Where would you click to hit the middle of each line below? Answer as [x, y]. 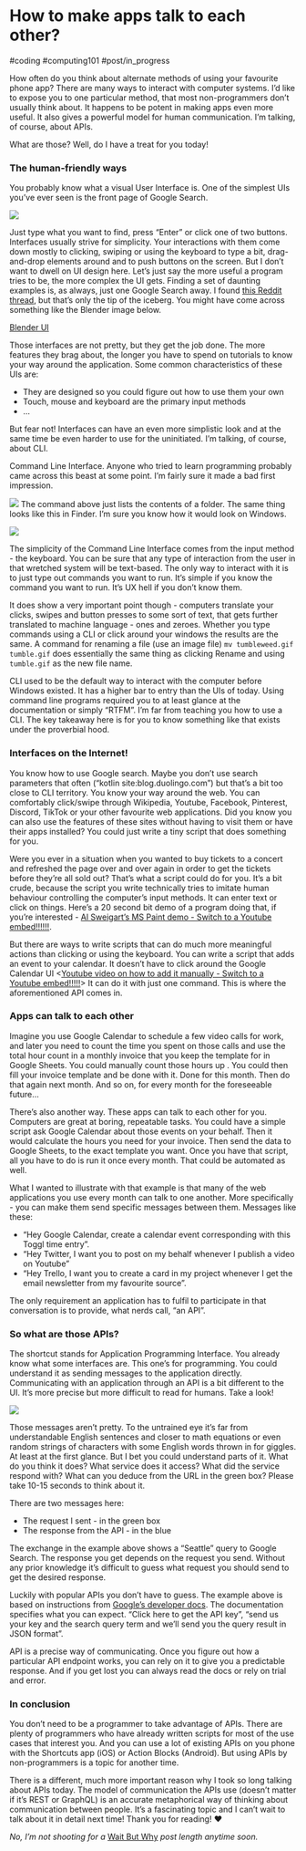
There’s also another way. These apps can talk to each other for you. [138, 1112]
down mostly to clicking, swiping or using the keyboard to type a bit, [138, 252]
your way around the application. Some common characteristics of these [146, 365]
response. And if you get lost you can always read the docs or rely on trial [148, 1671]
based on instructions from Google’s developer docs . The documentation [147, 1605]
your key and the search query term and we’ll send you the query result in [148, 1624]
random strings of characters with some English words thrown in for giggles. [153, 1447]
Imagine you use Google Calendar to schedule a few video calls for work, [147, 1035]
